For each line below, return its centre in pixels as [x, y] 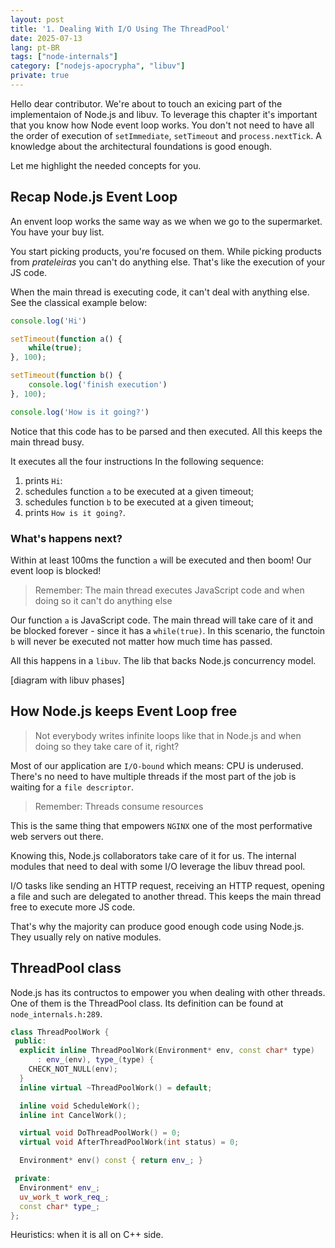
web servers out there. [57, 836]
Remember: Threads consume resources [119, 806]
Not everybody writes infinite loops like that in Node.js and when [168, 735]
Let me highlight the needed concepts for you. [106, 165]
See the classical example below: [79, 302]
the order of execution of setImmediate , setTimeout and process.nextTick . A [166, 135]
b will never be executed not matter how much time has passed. [141, 641]
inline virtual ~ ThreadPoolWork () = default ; [116, 1087]
